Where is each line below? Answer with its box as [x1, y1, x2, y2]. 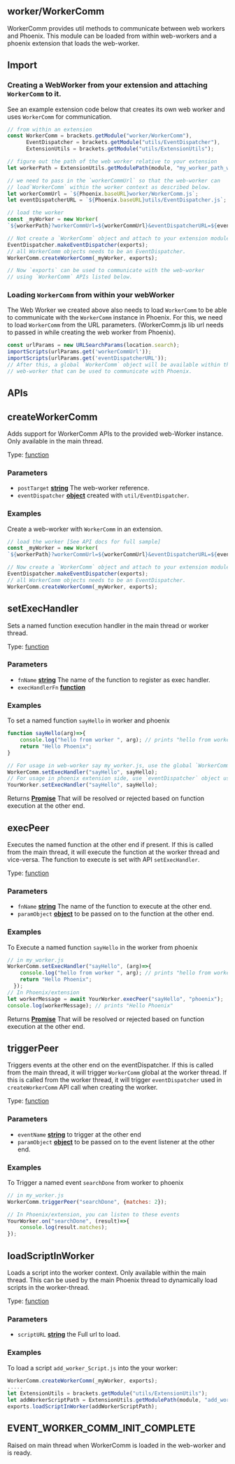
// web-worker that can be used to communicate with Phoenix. [7, 367, 192, 375]
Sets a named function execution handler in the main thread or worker [7, 621, 209, 630]
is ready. [7, 1448, 32, 1457]
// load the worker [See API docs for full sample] [7, 538, 161, 545]
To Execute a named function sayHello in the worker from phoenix [7, 943, 198, 951]
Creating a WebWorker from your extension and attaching [7, 80, 208, 90]
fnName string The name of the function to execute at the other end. [17, 902, 212, 911]
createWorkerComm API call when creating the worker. [7, 1083, 158, 1092]
